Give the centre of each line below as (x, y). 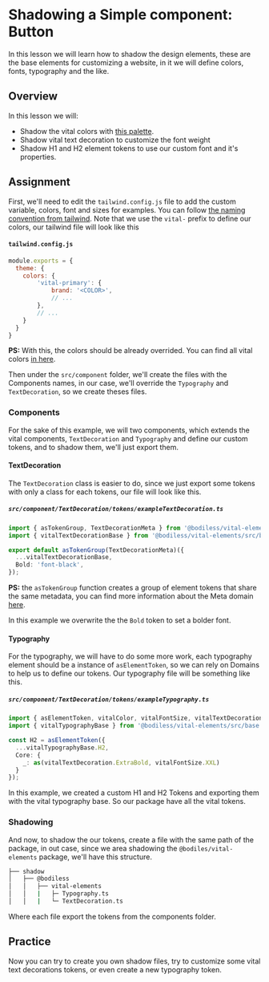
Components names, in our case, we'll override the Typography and (118, 383)
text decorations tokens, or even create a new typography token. (115, 969)
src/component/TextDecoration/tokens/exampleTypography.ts (109, 700)
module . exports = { (41, 261)
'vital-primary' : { (70, 283)
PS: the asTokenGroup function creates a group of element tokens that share (133, 588)
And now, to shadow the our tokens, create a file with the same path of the (131, 839)
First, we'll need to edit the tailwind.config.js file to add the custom (122, 201)
